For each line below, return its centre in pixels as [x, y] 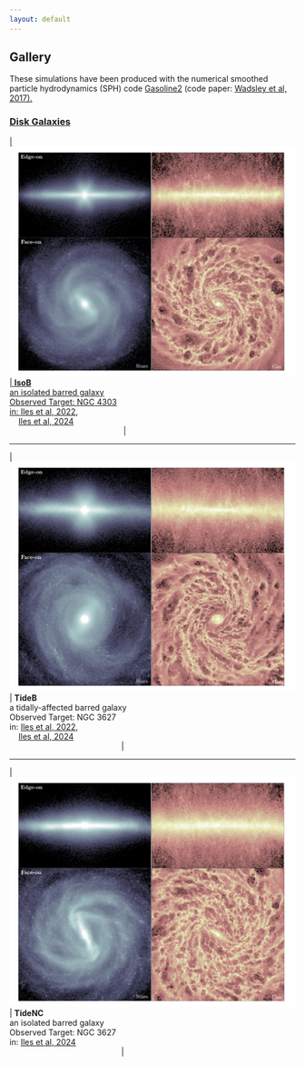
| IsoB [20, 383]
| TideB [24, 697]
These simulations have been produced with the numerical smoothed [139, 79]
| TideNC [26, 1012]
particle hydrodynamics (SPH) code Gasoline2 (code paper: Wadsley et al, [148, 89]
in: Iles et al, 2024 [43, 1041]
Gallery [30, 58]
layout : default [40, 19]
